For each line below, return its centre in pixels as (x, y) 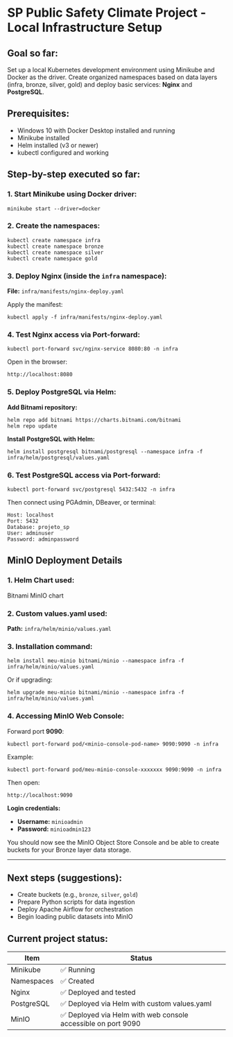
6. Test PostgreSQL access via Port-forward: (84, 475)
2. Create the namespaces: (54, 226)
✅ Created (77, 981)
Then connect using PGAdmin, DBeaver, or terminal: (81, 502)
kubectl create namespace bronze (55, 246)
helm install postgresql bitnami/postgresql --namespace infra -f (105, 452)
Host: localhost (31, 515)
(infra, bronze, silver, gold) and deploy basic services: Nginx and (100, 84)
